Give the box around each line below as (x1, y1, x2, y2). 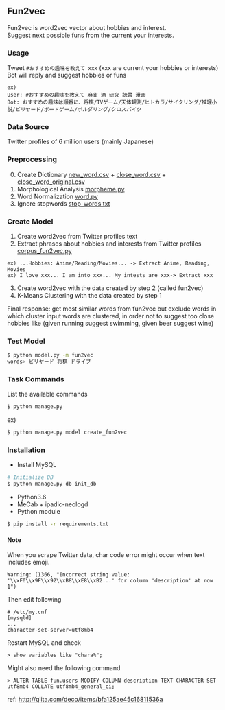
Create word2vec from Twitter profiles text (16, 233, 138, 240)
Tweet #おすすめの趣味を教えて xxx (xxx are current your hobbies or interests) (7, 64, 219, 72)
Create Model (7, 216, 54, 226)
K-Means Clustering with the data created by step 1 (16, 292, 163, 299)
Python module (16, 508, 60, 516)
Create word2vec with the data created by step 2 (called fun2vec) (16, 284, 204, 292)
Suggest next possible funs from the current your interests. (7, 31, 175, 39)
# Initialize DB (7, 474, 54, 481)
